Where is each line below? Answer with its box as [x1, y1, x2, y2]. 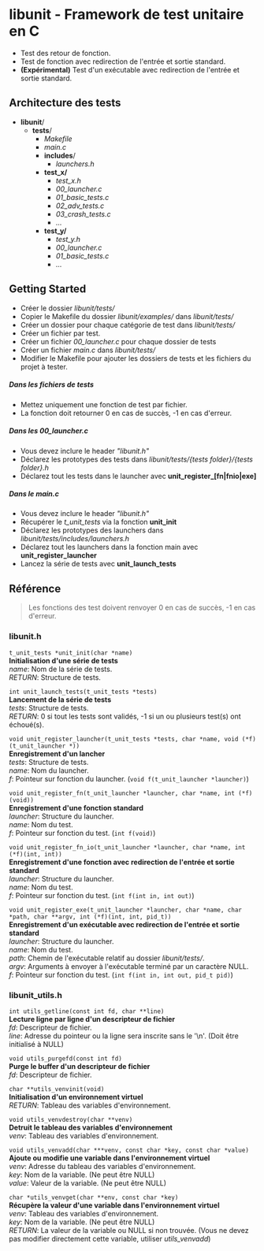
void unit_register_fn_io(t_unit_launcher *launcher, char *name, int [9, 843, 246, 852]
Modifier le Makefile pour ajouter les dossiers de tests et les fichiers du [20, 353, 251, 363]
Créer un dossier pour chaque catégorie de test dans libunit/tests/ [20, 320, 236, 329]
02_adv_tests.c [55, 201, 105, 210]
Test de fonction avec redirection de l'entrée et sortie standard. [20, 57, 226, 66]
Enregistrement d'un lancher [9, 748, 106, 758]
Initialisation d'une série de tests [9, 655, 119, 665]
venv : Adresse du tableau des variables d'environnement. [9, 1161, 196, 1171]
